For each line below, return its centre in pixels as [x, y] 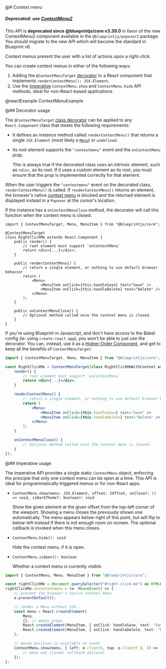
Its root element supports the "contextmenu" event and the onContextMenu [86, 149]
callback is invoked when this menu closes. [56, 528]
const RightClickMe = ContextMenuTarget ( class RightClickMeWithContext [80, 367]
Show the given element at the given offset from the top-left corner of [83, 507]
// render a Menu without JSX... [48, 607]
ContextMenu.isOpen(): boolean [44, 557]
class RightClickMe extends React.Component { [54, 237]
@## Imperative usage [28, 463]
